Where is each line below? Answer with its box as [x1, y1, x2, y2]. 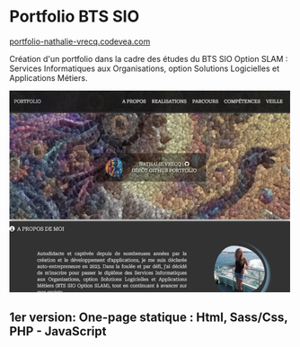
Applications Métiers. [9, 72, 88, 83]
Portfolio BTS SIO [9, 6, 140, 27]
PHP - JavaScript [9, 324, 107, 339]
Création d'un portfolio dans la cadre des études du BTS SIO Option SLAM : [9, 53, 288, 64]
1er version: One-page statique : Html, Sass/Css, [9, 310, 288, 325]
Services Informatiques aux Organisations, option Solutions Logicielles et [9, 63, 280, 74]
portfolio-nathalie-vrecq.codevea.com [9, 36, 151, 47]
